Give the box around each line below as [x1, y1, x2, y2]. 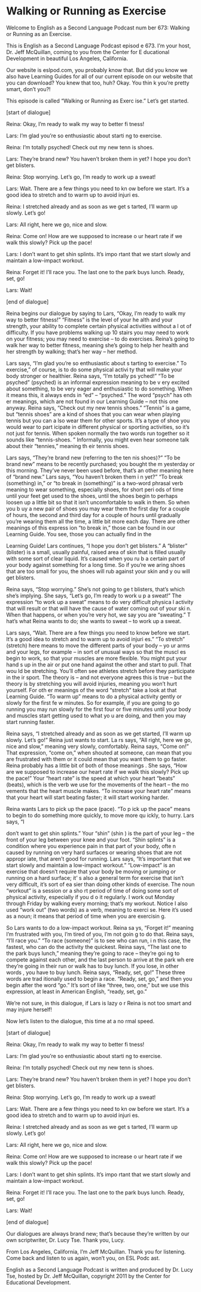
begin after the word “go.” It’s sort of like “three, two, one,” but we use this [6, 981, 190, 988]
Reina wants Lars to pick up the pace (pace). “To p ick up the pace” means [6, 805, 190, 812]
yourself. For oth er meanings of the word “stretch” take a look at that [6, 686, 177, 693]
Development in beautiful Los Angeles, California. [6, 55, 129, 62]
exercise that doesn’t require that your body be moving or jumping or [6, 868, 176, 875]
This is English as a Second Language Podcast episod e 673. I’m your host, [6, 42, 191, 49]
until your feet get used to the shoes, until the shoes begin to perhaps [6, 492, 178, 499]
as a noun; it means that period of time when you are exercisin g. [6, 912, 166, 920]
